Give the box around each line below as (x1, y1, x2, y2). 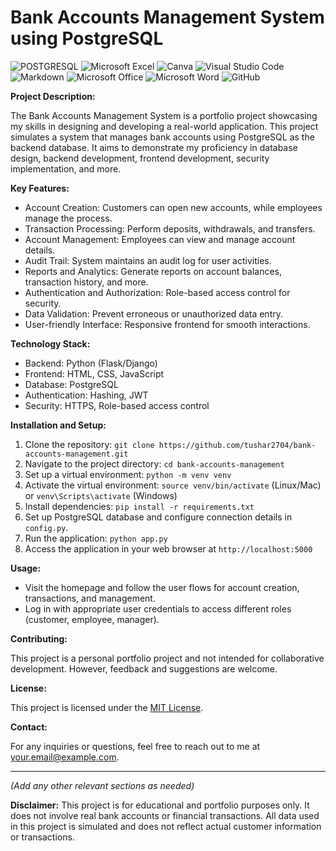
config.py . (24, 521, 69, 533)
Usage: (10, 562, 42, 574)
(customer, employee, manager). (24, 613, 160, 625)
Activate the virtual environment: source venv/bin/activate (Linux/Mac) (24, 479, 322, 491)
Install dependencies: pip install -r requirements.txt (24, 500, 255, 512)
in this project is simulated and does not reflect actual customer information (10, 820, 322, 832)
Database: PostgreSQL (24, 378, 119, 390)
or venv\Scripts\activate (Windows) (24, 489, 178, 501)
